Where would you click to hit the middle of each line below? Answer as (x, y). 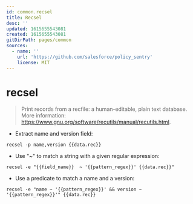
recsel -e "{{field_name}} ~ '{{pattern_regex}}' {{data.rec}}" (90, 167)
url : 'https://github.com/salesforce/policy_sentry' (85, 57)
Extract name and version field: (54, 134)
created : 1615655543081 (36, 35)
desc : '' (17, 23)
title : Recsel (24, 18)
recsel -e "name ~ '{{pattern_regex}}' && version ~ (74, 189)
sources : (17, 46)
